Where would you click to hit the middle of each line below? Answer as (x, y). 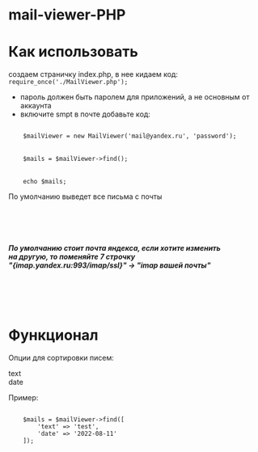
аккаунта (36, 106)
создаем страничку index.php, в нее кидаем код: (93, 74)
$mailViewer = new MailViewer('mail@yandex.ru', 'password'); (130, 136)
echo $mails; (45, 182)
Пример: (23, 398)
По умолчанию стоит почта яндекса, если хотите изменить (114, 247)
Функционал (53, 335)
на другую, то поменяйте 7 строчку (72, 256)
